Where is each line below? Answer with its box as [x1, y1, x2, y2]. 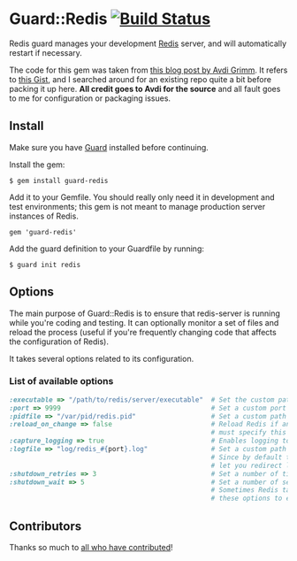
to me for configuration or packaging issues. [9, 93, 171, 104]
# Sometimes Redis [210, 486, 278, 495]
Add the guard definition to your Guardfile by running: [9, 243, 205, 254]
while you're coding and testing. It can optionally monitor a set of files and [9, 317, 279, 327]
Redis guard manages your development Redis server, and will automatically [9, 38, 287, 49]
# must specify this [210, 428, 287, 437]
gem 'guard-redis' [9, 227, 77, 236]
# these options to [210, 494, 283, 503]
